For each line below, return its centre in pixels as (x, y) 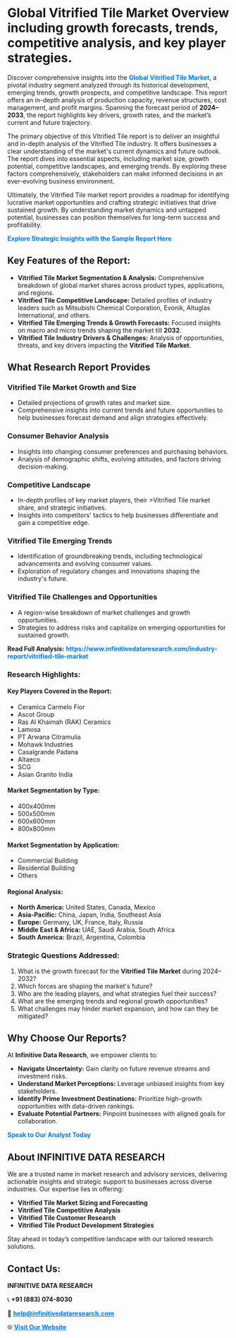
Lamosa (29, 729)
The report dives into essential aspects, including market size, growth (108, 158)
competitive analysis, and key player (117, 43)
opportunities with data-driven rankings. (76, 1107)
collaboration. (37, 1121)
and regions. (36, 293)
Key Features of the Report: (69, 261)
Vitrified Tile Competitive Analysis (69, 1210)
